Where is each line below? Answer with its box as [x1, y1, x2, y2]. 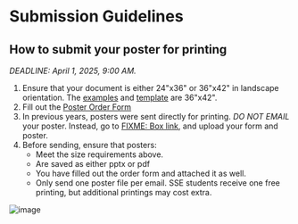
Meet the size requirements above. [35, 149, 163, 160]
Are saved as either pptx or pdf [35, 159, 150, 169]
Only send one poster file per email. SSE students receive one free [35, 178, 281, 188]
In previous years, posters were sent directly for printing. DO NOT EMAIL [21, 112, 290, 121]
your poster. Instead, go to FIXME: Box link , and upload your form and [21, 120, 278, 131]
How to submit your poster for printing [9, 42, 228, 57]
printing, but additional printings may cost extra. [35, 187, 212, 197]
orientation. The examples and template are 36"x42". [21, 92, 218, 103]
